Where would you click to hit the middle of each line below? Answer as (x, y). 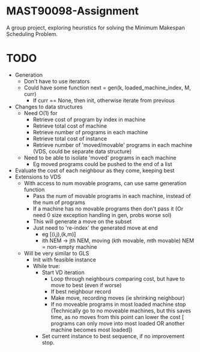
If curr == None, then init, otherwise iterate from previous (104, 100)
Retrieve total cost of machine (70, 126)
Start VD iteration (63, 272)
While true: (46, 266)
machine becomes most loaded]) (92, 330)
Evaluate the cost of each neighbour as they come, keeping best (95, 170)
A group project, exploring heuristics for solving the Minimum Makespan (95, 28)
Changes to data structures (49, 107)
